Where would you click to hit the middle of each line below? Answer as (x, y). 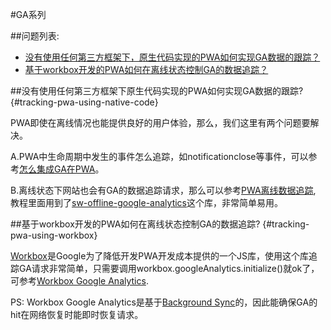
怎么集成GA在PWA (57, 169)
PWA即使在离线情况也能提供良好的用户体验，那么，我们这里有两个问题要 (160, 122)
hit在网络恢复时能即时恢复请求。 (77, 314)
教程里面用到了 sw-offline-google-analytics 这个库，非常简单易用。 (146, 202)
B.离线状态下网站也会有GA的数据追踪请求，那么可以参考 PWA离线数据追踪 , (163, 190)
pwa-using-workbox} (54, 235)
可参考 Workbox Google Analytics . (79, 281)
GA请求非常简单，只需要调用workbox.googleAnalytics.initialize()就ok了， (169, 268)
